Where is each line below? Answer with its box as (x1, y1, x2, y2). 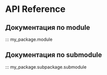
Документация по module (5, 23, 91, 32)
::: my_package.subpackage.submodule (5, 64, 87, 70)
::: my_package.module (5, 36, 53, 42)
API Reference (5, 3, 66, 15)
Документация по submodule (5, 51, 102, 59)
